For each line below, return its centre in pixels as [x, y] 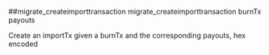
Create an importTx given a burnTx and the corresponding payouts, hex [127, 35]
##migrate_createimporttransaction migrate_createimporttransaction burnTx [135, 12]
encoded [23, 44]
